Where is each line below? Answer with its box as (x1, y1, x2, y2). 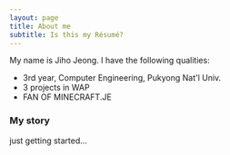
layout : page (9, 13, 59, 23)
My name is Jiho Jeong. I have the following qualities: (9, 55, 211, 66)
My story (9, 114, 50, 127)
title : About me (9, 22, 71, 31)
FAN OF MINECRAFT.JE (22, 92, 112, 102)
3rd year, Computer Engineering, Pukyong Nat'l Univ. (22, 73, 222, 83)
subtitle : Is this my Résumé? (9, 30, 125, 39)
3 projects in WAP (22, 82, 90, 93)
